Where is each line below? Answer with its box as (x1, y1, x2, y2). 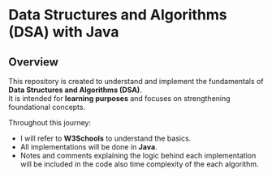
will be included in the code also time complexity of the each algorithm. (19, 159, 259, 169)
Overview (8, 55, 59, 69)
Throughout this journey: (8, 118, 92, 127)
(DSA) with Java (8, 23, 119, 41)
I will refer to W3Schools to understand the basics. (19, 133, 192, 143)
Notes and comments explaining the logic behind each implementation (19, 151, 257, 160)
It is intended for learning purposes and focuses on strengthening (8, 94, 231, 103)
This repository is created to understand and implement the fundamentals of (8, 77, 264, 86)
